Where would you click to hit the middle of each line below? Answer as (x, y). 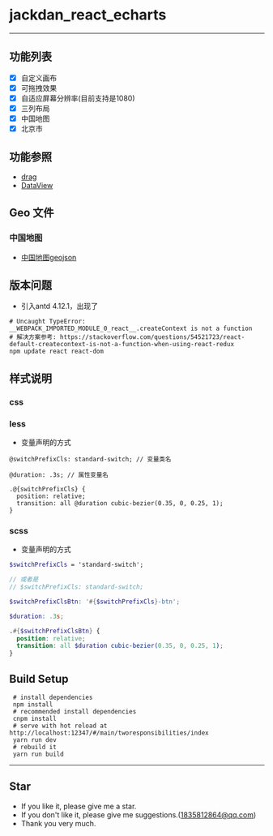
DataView (37, 185)
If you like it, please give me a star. (79, 806)
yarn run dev (35, 740)
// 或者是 (24, 580)
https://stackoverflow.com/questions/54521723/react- (152, 337)
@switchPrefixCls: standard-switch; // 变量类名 (90, 460)
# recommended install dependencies (75, 712)
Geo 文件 (32, 213)
